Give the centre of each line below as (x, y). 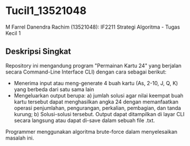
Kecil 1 (13, 33)
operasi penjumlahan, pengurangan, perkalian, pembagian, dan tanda (97, 108)
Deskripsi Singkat (38, 52)
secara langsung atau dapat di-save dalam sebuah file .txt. (84, 120)
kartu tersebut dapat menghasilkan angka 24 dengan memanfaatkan (96, 102)
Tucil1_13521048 (46, 11)
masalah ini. (20, 138)
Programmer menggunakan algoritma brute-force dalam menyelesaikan (92, 131)
